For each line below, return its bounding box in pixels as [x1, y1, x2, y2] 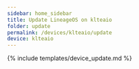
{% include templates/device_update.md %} [7, 54, 133, 62]
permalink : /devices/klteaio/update [7, 29, 112, 36]
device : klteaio [7, 36, 54, 42]
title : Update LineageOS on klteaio [7, 16, 112, 23]
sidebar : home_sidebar [7, 10, 72, 17]
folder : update [7, 23, 51, 29]
